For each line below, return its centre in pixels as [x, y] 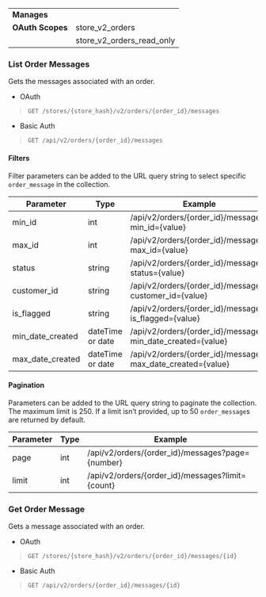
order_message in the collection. [59, 184]
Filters [19, 158]
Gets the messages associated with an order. [82, 82]
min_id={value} [158, 227]
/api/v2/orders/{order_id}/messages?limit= [167, 475]
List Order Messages [49, 64]
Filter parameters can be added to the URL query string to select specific [127, 176]
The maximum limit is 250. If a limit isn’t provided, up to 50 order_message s [129, 411]
